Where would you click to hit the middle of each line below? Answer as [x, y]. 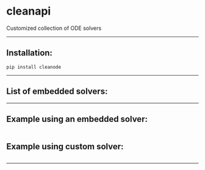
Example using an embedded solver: [77, 119]
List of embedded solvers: [57, 92]
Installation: [30, 53]
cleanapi [29, 11]
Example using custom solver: [65, 147]
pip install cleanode [34, 67]
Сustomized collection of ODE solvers [54, 28]
